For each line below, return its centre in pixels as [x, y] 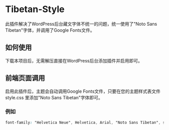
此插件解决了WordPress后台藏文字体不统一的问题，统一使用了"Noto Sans [81, 24]
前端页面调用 [25, 78]
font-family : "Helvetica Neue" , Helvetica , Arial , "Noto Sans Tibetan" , [83, 122]
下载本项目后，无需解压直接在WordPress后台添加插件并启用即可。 [74, 60]
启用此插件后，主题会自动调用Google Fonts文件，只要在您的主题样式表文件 [83, 91]
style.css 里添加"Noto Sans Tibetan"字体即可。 [54, 97]
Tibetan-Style [35, 9]
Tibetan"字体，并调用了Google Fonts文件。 [50, 30]
